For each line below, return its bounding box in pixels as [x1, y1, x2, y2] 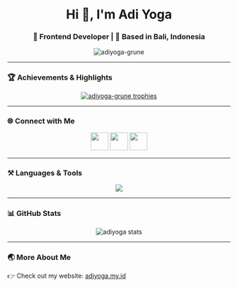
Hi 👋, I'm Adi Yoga [66, 6, 172, 23]
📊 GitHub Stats [7, 209, 62, 219]
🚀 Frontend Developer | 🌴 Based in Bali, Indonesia [33, 32, 205, 42]
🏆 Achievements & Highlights [7, 72, 113, 82]
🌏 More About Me [7, 252, 72, 262]
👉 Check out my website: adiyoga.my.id [7, 271, 126, 280]
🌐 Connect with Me [7, 116, 76, 126]
